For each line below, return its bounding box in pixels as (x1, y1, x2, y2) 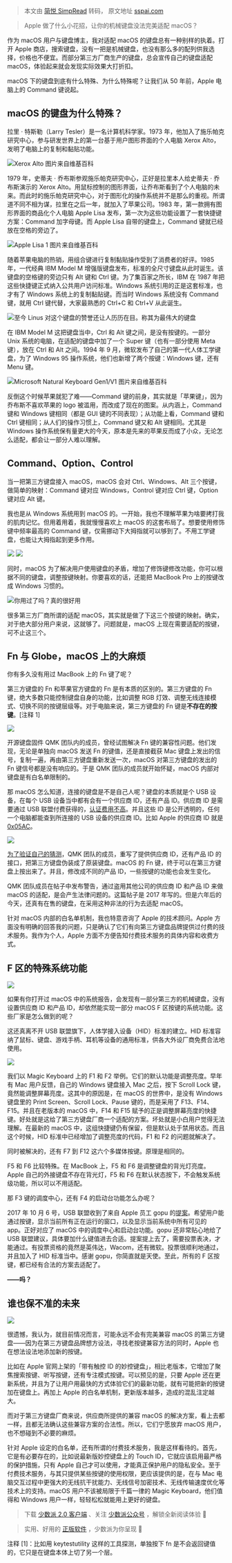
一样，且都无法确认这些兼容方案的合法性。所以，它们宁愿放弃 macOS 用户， (7, 1420, 225, 1429)
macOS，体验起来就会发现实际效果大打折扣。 (7, 62, 137, 70)
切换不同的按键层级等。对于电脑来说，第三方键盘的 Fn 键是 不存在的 (19, 702, 211, 710)
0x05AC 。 (7, 822, 37, 831)
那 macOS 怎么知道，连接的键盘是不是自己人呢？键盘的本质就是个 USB (7, 788, 209, 796)
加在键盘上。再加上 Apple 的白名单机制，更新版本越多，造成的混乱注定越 (7, 1388, 215, 1397)
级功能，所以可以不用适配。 (7, 1180, 86, 1188)
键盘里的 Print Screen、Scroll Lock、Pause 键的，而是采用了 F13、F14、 (7, 1098, 213, 1106)
